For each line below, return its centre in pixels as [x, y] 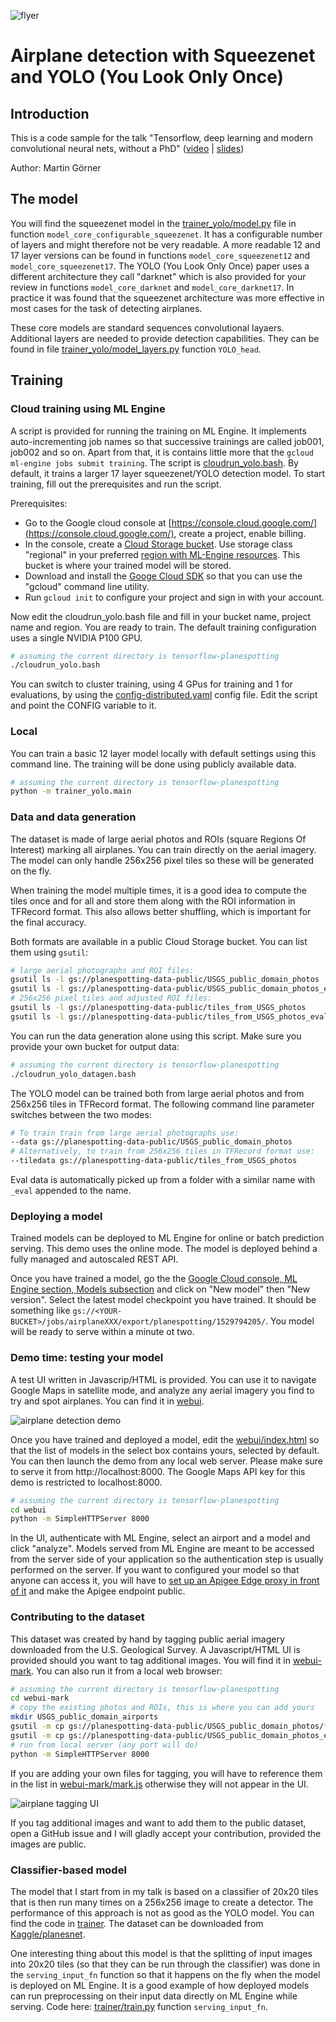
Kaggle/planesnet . [48, 1934]
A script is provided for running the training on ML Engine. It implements [158, 431]
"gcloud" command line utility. [87, 586]
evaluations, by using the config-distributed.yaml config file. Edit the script [164, 695]
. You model [290, 1321]
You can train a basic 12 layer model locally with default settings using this [163, 753]
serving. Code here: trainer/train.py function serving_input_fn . [139, 2006]
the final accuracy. [48, 922]
